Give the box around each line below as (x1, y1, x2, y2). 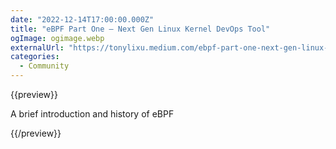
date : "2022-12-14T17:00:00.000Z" (10, 14, 155, 25)
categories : (10, 52, 60, 62)
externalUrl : (10, 42, 65, 53)
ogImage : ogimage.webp (10, 33, 105, 43)
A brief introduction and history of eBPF (10, 108, 175, 120)
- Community (19, 61, 70, 71)
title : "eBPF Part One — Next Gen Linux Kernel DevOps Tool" (10, 24, 271, 34)
